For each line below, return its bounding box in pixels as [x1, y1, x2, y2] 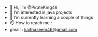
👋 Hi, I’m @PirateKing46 [9, 5, 58, 10]
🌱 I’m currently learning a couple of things [9, 15, 93, 20]
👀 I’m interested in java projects [9, 9, 72, 15]
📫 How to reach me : [9, 20, 52, 26]
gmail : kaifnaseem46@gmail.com [9, 27, 77, 32]
